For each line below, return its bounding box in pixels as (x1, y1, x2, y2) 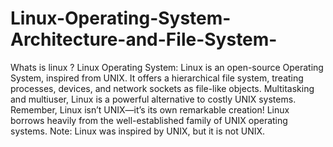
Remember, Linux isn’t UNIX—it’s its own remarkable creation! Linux (10, 103, 290, 116)
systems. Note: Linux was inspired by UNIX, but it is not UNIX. (10, 125, 266, 137)
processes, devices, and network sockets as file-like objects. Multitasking (10, 82, 315, 94)
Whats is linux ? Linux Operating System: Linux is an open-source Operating (10, 61, 324, 73)
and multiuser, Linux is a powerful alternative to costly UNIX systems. (10, 93, 297, 105)
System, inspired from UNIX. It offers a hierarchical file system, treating (10, 72, 304, 84)
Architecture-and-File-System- (10, 28, 278, 51)
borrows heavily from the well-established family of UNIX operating (10, 114, 288, 126)
